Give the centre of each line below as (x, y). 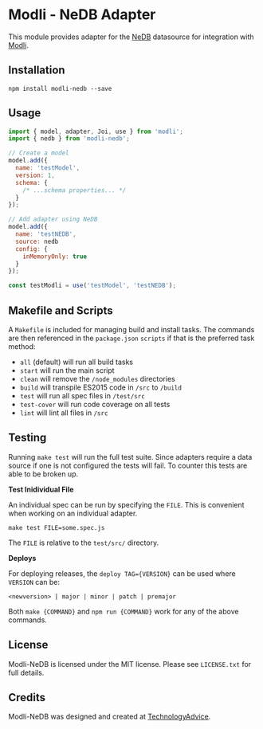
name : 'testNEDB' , (46, 234)
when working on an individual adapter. (73, 513)
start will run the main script (67, 370)
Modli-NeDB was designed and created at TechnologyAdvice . (110, 717)
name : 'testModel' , (48, 168)
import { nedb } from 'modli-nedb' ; (69, 139)
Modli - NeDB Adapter (82, 15)
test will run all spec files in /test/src (82, 396)
